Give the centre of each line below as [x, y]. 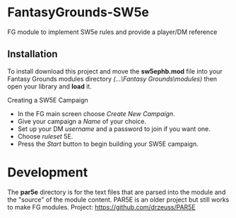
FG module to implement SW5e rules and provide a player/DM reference [112, 32]
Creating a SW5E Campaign [48, 100]
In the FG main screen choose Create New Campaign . [96, 113]
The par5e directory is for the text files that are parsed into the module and [117, 192]
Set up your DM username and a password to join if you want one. [114, 129]
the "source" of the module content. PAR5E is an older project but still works [118, 200]
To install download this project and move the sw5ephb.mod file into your [115, 71]
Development [48, 172]
